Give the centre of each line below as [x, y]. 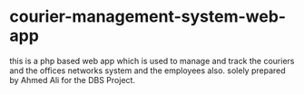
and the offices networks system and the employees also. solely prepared [147, 70]
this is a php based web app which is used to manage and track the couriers [152, 61]
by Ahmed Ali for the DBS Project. [73, 80]
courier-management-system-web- [148, 17]
